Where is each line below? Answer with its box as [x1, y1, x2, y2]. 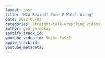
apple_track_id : [5, 40, 39, 45]
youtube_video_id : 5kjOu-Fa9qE [5, 36, 71, 41]
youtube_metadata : [5, 45, 44, 50]
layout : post [5, 7, 33, 13]
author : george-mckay [5, 26, 51, 31]
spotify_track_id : [5, 31, 44, 36]
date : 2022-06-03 [5, 17, 42, 22]
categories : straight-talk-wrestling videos [5, 21, 100, 27]
